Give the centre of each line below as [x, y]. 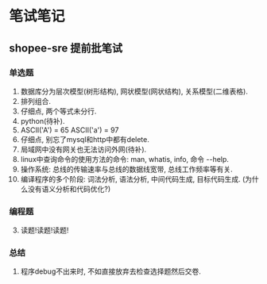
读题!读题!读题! [44, 230]
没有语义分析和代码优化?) [69, 189]
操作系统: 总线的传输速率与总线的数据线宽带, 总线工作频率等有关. [126, 169]
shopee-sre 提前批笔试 [66, 48]
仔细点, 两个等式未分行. [58, 111]
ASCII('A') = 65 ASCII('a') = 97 [70, 130]
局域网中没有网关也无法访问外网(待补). [83, 149]
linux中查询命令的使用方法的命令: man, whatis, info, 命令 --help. [125, 159]
